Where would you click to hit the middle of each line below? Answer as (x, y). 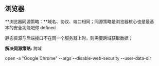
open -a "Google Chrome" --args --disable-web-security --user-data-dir (78, 58)
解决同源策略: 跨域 (24, 48)
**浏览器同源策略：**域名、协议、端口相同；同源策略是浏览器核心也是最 (78, 22)
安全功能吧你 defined (35, 27)
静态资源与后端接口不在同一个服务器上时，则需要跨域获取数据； (69, 38)
